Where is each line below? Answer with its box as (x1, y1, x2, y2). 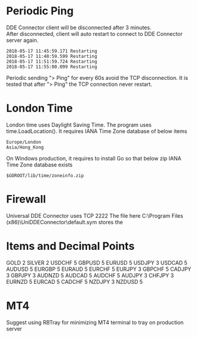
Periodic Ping (6, 4, 74, 18)
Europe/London (6, 139, 42, 145)
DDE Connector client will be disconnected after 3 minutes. (6, 24, 152, 31)
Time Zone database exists (6, 161, 73, 168)
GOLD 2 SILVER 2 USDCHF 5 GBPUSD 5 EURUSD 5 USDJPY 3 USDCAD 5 (6, 259, 188, 266)
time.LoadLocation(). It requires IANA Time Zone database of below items (6, 127, 187, 135)
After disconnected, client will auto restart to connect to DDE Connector (6, 30, 183, 37)
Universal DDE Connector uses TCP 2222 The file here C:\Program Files (6, 212, 183, 219)
